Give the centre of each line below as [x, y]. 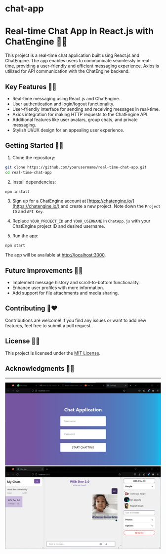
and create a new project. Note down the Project [110, 206]
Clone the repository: [34, 157]
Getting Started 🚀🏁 [34, 146]
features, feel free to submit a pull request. [49, 325]
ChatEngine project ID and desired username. [59, 226]
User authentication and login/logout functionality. [63, 104]
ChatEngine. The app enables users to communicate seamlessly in [73, 61]
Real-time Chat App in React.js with [80, 31]
